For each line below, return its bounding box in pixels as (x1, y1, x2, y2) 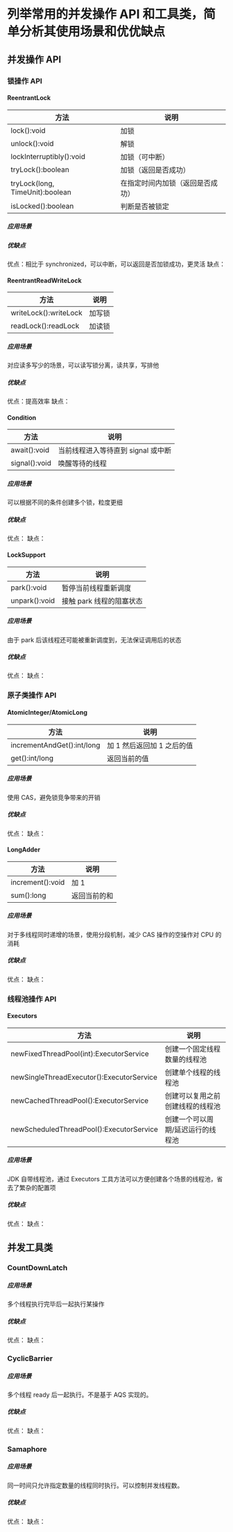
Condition (7, 413, 37, 422)
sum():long (10, 890, 46, 900)
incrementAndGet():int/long (10, 740, 101, 750)
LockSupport (7, 550, 46, 559)
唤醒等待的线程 (58, 459, 107, 469)
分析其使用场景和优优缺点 (19, 24, 166, 40)
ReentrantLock (7, 94, 51, 102)
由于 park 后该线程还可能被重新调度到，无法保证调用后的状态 (7, 635, 182, 644)
